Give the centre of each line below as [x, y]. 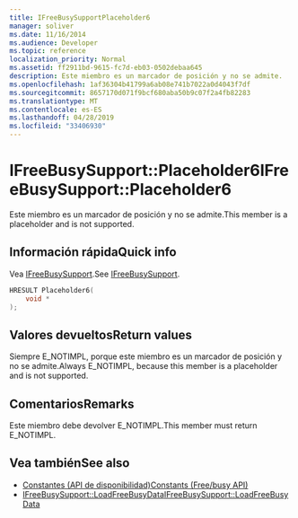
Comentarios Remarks [72, 404]
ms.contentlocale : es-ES [56, 110]
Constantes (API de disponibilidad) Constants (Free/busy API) [135, 485]
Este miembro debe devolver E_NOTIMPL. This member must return [133, 426]
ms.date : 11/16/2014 [48, 34]
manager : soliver [42, 26]
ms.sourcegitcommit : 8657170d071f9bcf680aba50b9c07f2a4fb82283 [130, 92]
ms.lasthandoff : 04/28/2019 [62, 118]
